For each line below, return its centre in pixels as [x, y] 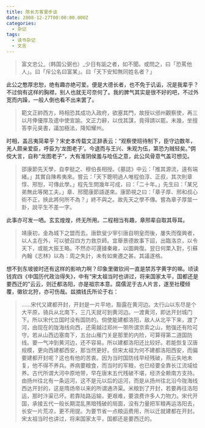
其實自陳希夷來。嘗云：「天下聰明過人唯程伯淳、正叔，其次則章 [113, 177]
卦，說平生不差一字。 [48, 207]
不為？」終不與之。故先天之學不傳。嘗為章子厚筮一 [134, 199]
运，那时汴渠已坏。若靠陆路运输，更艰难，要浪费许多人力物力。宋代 [107, 396]
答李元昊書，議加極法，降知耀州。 [64, 128]
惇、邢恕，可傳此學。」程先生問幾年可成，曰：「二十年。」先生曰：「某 [107, 184]
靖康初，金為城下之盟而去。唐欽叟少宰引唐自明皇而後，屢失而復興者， [110, 233]
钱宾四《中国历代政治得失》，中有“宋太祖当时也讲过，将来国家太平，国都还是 [103, 276]
